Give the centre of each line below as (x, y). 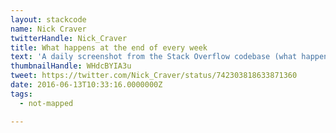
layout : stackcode (48, 19)
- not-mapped (46, 103)
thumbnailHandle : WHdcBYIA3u (71, 66)
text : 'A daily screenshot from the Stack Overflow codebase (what (154, 57)
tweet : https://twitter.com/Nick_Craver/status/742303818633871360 (154, 76)
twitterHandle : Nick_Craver (69, 38)
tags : (21, 94)
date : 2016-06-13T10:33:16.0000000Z (86, 85)
